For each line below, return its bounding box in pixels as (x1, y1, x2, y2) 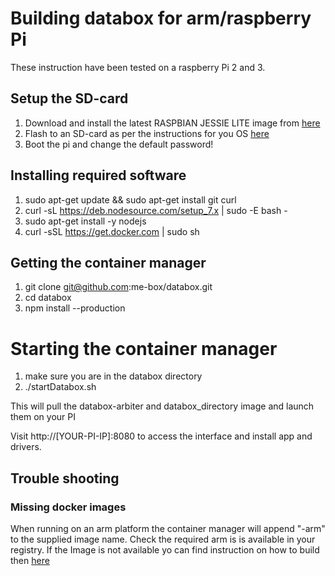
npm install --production (24, 302, 126, 314)
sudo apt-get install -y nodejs (24, 215, 147, 227)
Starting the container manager (10, 337, 278, 360)
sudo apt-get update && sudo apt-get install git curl (24, 193, 237, 206)
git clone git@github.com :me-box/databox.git (24, 281, 213, 293)
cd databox (24, 292, 72, 304)
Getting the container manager (10, 254, 207, 271)
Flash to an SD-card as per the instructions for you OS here (24, 127, 270, 139)
